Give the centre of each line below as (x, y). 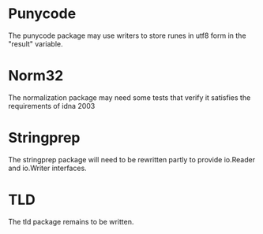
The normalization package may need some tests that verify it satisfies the (130, 97)
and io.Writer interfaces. (47, 168)
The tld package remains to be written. (71, 221)
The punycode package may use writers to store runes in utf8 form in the (127, 35)
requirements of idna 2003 (52, 106)
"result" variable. (36, 43)
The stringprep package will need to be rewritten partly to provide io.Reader (131, 159)
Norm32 (36, 76)
